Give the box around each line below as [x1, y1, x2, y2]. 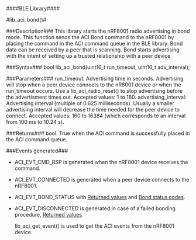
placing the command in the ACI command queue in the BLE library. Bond [6, 40, 183, 47]
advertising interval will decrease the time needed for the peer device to [6, 106, 180, 113]
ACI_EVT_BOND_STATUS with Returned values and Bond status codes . [14, 194, 185, 200]
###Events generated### [6, 147, 68, 154]
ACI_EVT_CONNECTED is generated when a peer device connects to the [14, 176, 190, 183]
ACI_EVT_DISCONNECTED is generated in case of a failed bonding [14, 205, 176, 212]
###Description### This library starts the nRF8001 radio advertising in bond [6, 27, 190, 34]
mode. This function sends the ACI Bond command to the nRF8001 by [6, 34, 174, 40]
